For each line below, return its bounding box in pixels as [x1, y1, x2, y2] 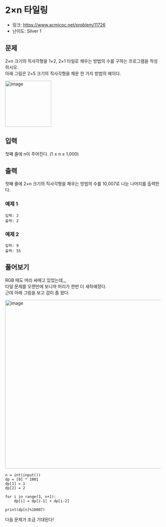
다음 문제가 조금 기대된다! [5, 516, 54, 523]
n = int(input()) [5, 473, 41, 477]
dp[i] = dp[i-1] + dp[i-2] [14, 498, 70, 503]
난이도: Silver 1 [12, 28, 41, 34]
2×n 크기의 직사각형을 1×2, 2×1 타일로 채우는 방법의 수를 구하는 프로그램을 [5, 58, 149, 64]
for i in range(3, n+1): [5, 494, 56, 499]
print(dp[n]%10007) [5, 507, 45, 512]
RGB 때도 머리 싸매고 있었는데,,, [5, 277, 67, 283]
